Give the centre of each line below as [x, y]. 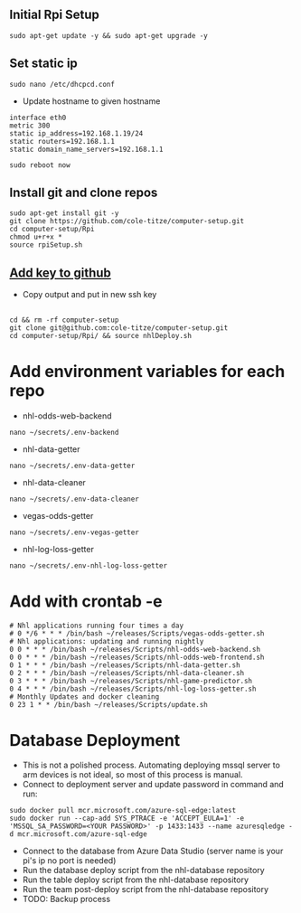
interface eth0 [38, 118]
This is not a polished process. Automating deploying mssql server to [151, 765]
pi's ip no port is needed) [69, 861]
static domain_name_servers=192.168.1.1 [87, 149]
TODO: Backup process [66, 899]
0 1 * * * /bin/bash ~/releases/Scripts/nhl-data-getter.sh [125, 665]
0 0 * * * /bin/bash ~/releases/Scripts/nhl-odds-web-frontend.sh [137, 657]
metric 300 [30, 126]
